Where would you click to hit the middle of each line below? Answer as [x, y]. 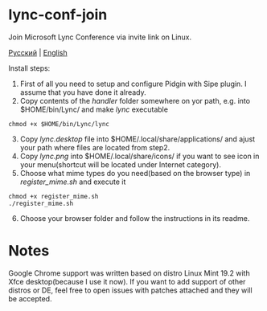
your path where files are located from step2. [95, 147]
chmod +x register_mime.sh [53, 196]
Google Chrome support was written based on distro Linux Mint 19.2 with [129, 273]
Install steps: [29, 68]
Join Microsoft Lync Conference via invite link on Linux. [100, 37]
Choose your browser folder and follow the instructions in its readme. [135, 218]
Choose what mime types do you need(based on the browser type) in [135, 173]
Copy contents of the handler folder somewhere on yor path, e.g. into [135, 100]
